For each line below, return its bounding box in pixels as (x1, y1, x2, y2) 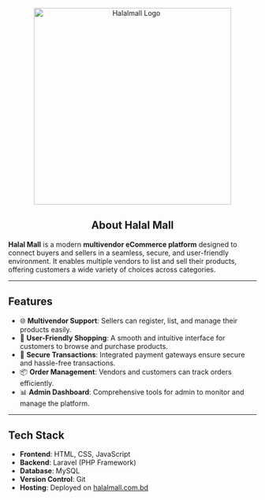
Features (8, 295, 53, 309)
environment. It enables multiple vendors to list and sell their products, (8, 256, 237, 265)
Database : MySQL (19, 466, 80, 476)
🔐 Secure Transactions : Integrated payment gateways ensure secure (19, 350, 245, 359)
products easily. (19, 324, 73, 334)
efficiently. (19, 378, 54, 387)
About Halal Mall (91, 219, 174, 232)
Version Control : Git (19, 475, 86, 484)
